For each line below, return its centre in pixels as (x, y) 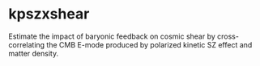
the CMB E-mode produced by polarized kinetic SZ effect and (149, 44)
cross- (228, 36)
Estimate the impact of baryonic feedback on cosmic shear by (112, 36)
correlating (27, 44)
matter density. (34, 53)
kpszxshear (49, 14)
